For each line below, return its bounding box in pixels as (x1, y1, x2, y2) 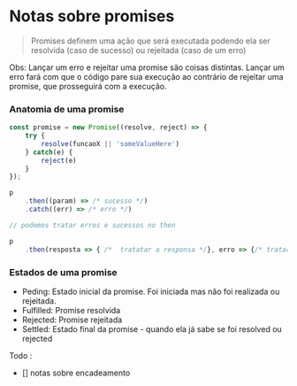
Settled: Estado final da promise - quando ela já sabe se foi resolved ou (21, 323, 283, 334)
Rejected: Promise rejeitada (21, 314, 123, 325)
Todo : (9, 350, 33, 360)
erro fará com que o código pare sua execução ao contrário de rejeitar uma (9, 71, 284, 81)
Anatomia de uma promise (9, 103, 125, 115)
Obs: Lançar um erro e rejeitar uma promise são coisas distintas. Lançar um (9, 62, 286, 73)
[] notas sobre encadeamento (21, 367, 131, 378)
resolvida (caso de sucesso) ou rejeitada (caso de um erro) (30, 44, 247, 55)
